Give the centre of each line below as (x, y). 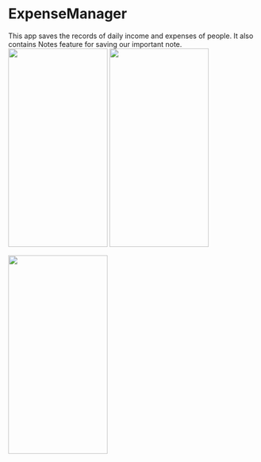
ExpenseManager (68, 14)
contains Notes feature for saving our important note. (95, 44)
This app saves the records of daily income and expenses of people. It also (131, 36)
